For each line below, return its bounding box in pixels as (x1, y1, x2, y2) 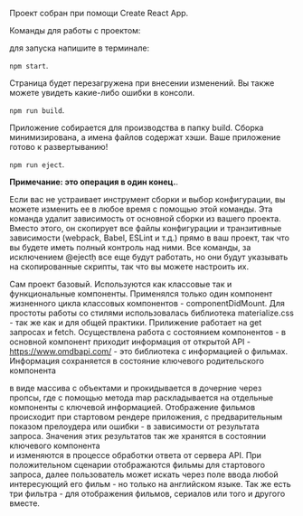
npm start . (9, 61, 49, 70)
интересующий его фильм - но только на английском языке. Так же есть (9, 479, 291, 489)
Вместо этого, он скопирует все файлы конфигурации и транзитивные (9, 223, 282, 233)
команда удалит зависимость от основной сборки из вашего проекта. (9, 213, 282, 224)
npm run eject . (9, 159, 65, 170)
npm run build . (9, 105, 65, 116)
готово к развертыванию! (9, 142, 109, 152)
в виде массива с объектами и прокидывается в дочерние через (9, 383, 262, 393)
